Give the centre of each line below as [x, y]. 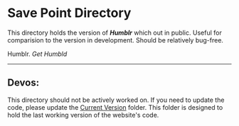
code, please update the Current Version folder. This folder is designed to [115, 107]
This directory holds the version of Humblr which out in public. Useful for [115, 33]
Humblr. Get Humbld [37, 54]
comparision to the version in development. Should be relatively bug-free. [116, 40]
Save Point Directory [69, 13]
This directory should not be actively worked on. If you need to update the [116, 100]
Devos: [23, 83]
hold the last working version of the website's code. [83, 115]
